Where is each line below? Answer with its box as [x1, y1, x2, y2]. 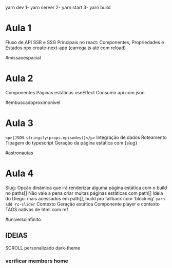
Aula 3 [5, 117, 33, 129]
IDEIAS [5, 231, 28, 240]
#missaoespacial [5, 54, 41, 60]
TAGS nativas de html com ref [5, 206, 68, 212]
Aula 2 [5, 73, 33, 84]
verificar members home [5, 257, 68, 264]
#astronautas [5, 150, 33, 156]
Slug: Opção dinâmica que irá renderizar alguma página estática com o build [5, 184, 167, 191]
